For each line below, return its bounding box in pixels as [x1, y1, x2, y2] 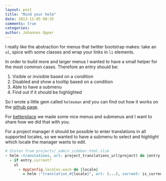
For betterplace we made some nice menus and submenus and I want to [5, 114, 152, 119]
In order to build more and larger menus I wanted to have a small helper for [5, 59, 158, 64]
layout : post [5, 7, 32, 12]
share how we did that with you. [5, 119, 70, 125]
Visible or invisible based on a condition [12, 74, 94, 79]
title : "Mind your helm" [5, 12, 56, 17]
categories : [5, 26, 30, 31]
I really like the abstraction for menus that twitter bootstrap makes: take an [5, 44, 157, 49]
